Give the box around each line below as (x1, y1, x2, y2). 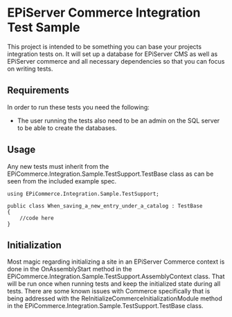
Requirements (7, 84, 69, 96)
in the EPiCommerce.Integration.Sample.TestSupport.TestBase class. (7, 302, 204, 310)
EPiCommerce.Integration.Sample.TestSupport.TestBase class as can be (7, 170, 214, 178)
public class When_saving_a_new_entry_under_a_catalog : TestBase (7, 202, 203, 209)
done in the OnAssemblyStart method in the (7, 265, 132, 273)
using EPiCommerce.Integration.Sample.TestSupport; (7, 190, 159, 197)
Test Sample (7, 19, 80, 35)
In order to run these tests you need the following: (7, 102, 150, 111)
